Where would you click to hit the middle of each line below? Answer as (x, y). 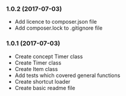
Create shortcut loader (42, 81)
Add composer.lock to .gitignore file (59, 28)
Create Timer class (38, 63)
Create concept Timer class (49, 56)
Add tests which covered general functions (67, 75)
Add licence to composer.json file (56, 22)
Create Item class (36, 69)
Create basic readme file (45, 88)
